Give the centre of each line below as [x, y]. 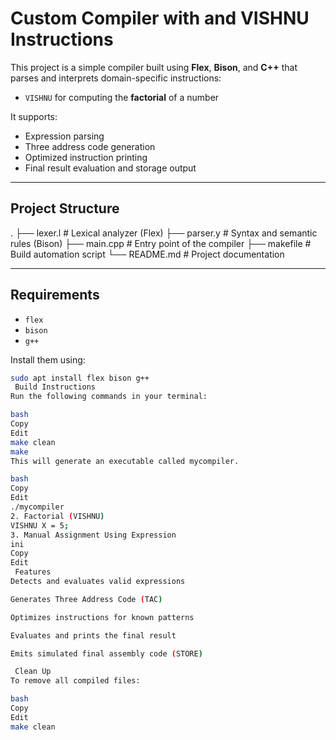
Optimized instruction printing [86, 157]
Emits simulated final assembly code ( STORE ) [106, 653]
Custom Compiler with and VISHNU [160, 18]
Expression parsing [64, 136]
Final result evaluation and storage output [110, 168]
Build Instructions [55, 387]
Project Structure [65, 208]
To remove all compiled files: [75, 681]
